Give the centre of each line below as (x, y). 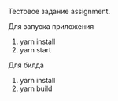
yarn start (35, 50)
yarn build (36, 88)
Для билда (26, 65)
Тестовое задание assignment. (59, 11)
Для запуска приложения (51, 26)
